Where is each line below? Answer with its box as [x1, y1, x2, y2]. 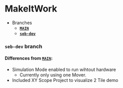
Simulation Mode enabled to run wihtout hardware [12, 66, 116, 73]
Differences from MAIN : [5, 55, 53, 61]
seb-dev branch [5, 43, 42, 50]
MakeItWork [5, 3, 57, 15]
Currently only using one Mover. [19, 72, 87, 78]
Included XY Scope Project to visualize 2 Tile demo [12, 77, 118, 83]
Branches [12, 20, 32, 26]
